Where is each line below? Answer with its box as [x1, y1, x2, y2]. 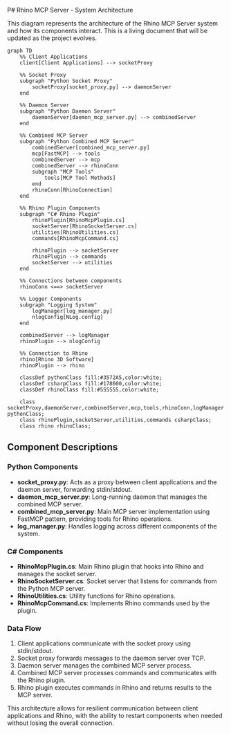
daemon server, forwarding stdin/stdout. [17, 485, 133, 493]
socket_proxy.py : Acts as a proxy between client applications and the [17, 477, 217, 486]
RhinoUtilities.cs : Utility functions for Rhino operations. [17, 591, 176, 600]
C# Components [7, 547, 64, 556]
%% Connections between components [19, 277, 122, 284]
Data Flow [7, 623, 41, 633]
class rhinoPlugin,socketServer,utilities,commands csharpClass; [19, 416, 212, 423]
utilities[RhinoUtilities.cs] [32, 229, 119, 236]
